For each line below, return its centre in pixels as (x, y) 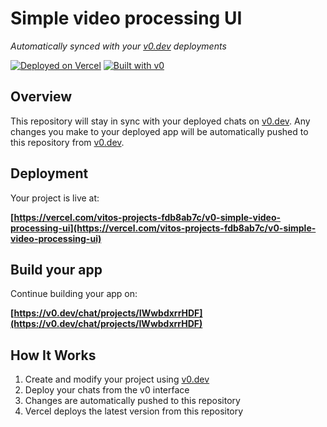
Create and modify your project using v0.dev (117, 379)
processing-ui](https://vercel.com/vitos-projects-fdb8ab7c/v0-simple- (163, 228)
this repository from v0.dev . (67, 142)
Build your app (56, 269)
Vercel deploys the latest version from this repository (134, 411)
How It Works (53, 355)
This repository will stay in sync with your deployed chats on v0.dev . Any (160, 121)
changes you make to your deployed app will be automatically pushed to (159, 131)
